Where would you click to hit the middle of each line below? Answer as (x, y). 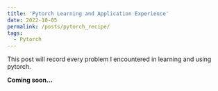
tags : (15, 33)
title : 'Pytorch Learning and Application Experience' (88, 14)
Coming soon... (30, 80)
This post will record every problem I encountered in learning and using (109, 59)
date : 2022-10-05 (32, 20)
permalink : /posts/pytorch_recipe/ (59, 26)
